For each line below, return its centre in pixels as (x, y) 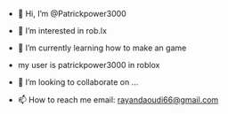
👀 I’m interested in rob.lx (62, 30)
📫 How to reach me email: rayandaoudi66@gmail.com (118, 100)
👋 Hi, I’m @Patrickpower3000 (72, 14)
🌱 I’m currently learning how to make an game (102, 48)
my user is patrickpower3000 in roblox (89, 65)
